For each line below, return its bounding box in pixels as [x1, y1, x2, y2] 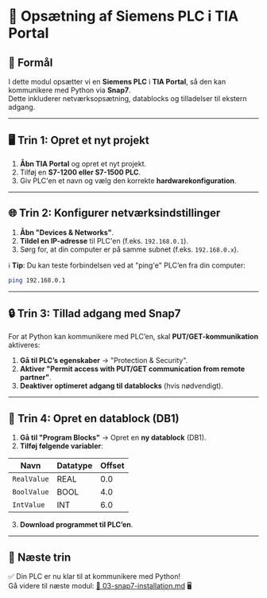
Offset [100, 460, 125, 471]
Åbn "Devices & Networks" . [19, 227, 114, 237]
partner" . [19, 373, 52, 382]
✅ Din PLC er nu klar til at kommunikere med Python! [8, 571, 181, 580]
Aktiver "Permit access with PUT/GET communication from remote [19, 364, 246, 373]
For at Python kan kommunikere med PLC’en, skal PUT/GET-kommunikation [8, 332, 259, 342]
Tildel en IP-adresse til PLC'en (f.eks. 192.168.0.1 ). [19, 236, 189, 245]
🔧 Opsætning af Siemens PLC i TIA [8, 7, 239, 25]
